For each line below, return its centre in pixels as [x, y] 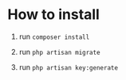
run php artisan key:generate [69, 67]
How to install [54, 15]
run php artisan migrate [59, 51]
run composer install [54, 36]
